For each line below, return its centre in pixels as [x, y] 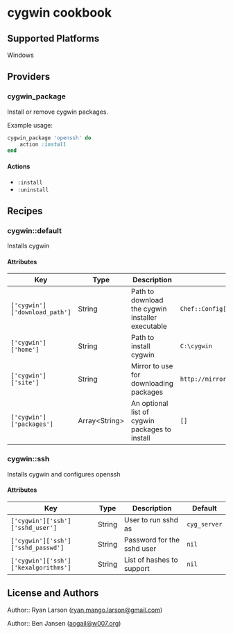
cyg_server [205, 524]
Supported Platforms [53, 38]
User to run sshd [151, 520]
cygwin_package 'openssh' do [49, 138]
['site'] [25, 383]
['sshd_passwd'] [37, 547]
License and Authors [53, 593]
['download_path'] [41, 312]
